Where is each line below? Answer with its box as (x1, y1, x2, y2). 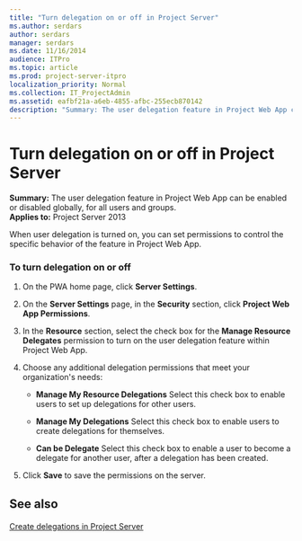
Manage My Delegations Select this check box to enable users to (35, 416, 280, 427)
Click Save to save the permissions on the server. (22, 470, 207, 481)
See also (9, 496, 58, 511)
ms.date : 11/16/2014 (9, 47, 87, 56)
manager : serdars (9, 38, 75, 48)
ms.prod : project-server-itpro (9, 72, 127, 81)
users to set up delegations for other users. (35, 399, 196, 410)
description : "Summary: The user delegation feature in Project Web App (9, 105, 288, 114)
